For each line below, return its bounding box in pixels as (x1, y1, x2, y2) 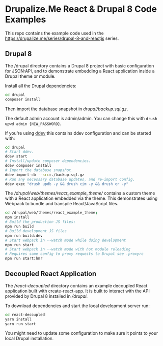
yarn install (5, 316, 32, 322)
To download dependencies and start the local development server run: (5, 303, 150, 309)
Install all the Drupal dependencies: (5, 83, 77, 89)
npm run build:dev (5, 233, 43, 238)
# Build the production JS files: (5, 220, 76, 224)
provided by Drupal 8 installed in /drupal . (5, 293, 88, 299)
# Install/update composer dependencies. (5, 158, 91, 163)
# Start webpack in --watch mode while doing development (5, 238, 126, 243)
